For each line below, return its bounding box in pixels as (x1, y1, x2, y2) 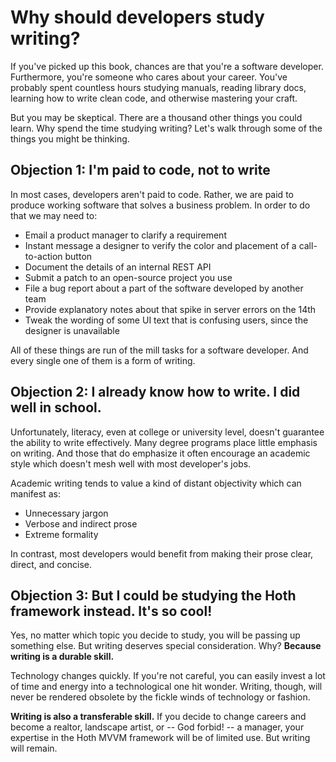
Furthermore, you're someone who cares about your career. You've (10, 71, 288, 83)
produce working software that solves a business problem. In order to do (10, 199, 311, 211)
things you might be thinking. (10, 132, 130, 145)
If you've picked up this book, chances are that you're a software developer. (10, 60, 324, 72)
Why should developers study (10, 6, 265, 29)
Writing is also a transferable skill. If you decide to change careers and (10, 711, 307, 723)
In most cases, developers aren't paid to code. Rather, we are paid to (10, 188, 294, 200)
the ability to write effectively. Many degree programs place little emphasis (10, 436, 318, 448)
